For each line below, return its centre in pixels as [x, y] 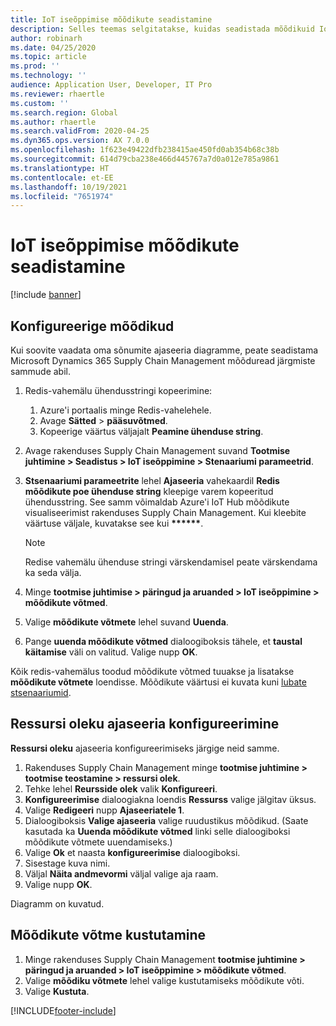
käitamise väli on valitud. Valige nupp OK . [111, 652]
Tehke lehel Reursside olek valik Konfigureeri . [121, 788]
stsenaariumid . [41, 692]
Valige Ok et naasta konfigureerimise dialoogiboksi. [132, 852]
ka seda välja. [53, 572]
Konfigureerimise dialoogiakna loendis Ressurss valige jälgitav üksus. [170, 799]
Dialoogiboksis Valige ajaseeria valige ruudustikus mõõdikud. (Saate [166, 820]
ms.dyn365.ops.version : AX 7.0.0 [80, 141]
